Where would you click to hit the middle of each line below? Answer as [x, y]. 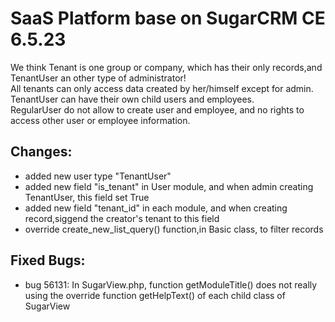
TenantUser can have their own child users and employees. [132, 99]
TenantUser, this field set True [87, 197]
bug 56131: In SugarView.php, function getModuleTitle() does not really [171, 284]
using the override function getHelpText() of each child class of [155, 295]
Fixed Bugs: [48, 260]
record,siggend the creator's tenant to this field [122, 218]
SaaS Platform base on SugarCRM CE [168, 18]
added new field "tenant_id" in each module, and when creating [156, 208]
